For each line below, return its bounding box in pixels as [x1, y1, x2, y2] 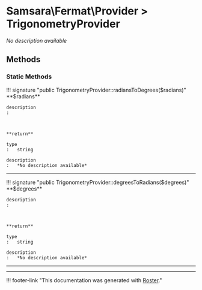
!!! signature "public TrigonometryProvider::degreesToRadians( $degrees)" [6, 178, 189, 186]
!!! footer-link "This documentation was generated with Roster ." [6, 276, 162, 284]
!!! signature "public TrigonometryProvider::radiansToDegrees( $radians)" [6, 86, 186, 93]
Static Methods [6, 72, 52, 81]
